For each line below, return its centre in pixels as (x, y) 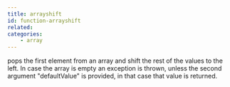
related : (20, 27)
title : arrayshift (35, 14)
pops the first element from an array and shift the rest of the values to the (115, 61)
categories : (25, 34)
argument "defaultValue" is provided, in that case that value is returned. (113, 76)
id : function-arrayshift (44, 21)
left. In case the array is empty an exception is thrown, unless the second (115, 68)
